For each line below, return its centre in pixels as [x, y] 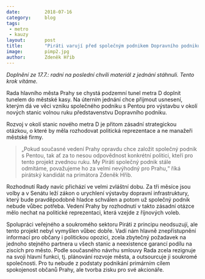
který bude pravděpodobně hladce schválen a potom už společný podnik [98, 199]
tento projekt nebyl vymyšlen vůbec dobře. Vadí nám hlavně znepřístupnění [101, 231]
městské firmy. [25, 137]
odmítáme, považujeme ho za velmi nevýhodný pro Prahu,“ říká [101, 168]
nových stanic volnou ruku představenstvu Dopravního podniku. [87, 112]
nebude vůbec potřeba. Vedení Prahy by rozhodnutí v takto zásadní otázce [100, 206]
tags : [13, 23]
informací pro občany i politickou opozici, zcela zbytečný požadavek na [96, 237]
